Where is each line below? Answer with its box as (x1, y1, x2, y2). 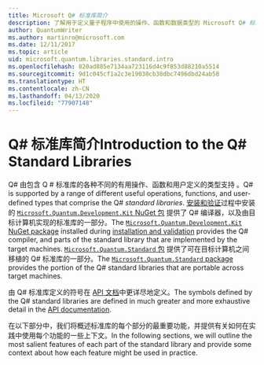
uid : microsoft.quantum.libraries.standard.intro (8, 56, 174, 64)
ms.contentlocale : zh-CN (8, 84, 90, 93)
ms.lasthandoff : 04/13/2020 (8, 92, 101, 100)
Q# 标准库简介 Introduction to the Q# (8, 135, 247, 153)
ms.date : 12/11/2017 (8, 41, 76, 49)
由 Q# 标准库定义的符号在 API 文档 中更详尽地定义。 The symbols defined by (8, 288, 253, 297)
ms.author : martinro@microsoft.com (8, 33, 125, 42)
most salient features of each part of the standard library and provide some (8, 340, 252, 349)
